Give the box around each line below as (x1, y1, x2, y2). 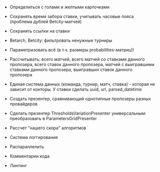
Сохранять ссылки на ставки (9, 28, 70, 34)
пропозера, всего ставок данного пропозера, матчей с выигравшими (9, 62, 155, 67)
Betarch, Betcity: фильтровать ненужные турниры (9, 37, 112, 43)
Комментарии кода (9, 153, 50, 159)
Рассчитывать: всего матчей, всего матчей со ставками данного (9, 56, 145, 62)
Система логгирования (9, 135, 58, 140)
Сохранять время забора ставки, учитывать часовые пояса (9, 14, 134, 19)
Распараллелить (9, 144, 45, 150)
